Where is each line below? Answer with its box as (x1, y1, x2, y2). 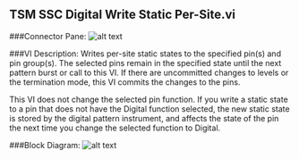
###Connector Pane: (9, 30, 87, 41)
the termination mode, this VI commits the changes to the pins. (9, 76, 241, 88)
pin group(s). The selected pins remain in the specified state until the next (9, 57, 282, 68)
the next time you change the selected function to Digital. (9, 122, 221, 133)
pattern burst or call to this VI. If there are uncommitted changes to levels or (9, 67, 289, 78)
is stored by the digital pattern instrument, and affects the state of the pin (9, 113, 279, 123)
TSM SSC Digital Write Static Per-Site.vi (9, 7, 235, 22)
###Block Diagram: (9, 139, 81, 150)
